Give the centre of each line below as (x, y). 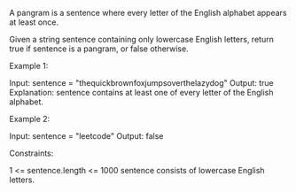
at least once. (34, 22)
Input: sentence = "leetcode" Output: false (86, 136)
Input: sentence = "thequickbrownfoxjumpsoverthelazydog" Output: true (141, 83)
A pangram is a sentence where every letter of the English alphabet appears (148, 13)
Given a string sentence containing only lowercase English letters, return (142, 39)
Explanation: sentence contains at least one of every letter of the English (141, 92)
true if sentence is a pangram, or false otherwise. (99, 49)
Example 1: (29, 66)
